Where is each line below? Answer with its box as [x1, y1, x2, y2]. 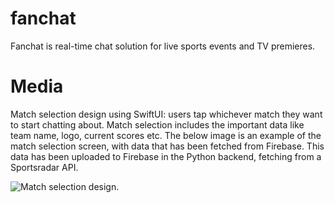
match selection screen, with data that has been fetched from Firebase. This [10, 140, 325, 152]
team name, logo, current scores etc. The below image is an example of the [10, 129, 322, 141]
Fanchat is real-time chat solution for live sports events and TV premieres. [10, 40, 316, 52]
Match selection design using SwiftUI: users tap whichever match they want [10, 108, 323, 120]
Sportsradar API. [10, 161, 79, 173]
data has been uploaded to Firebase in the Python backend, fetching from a [10, 150, 322, 162]
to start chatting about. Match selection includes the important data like [10, 118, 305, 131]
